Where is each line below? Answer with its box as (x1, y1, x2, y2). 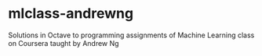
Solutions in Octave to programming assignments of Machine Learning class (8, 30, 255, 40)
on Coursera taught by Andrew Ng (8, 38, 119, 47)
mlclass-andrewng (8, 5, 134, 23)
